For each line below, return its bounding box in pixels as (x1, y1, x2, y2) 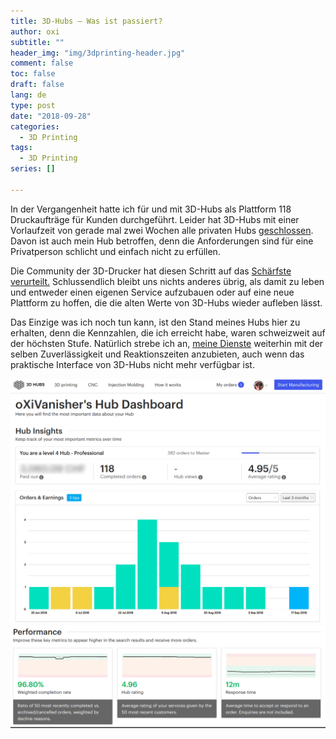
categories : (10, 121, 60, 132)
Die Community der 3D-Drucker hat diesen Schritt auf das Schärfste (10, 265, 292, 277)
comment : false (10, 58, 74, 69)
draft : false (10, 80, 65, 90)
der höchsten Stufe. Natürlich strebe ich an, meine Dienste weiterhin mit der (10, 337, 324, 349)
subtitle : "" (10, 37, 65, 47)
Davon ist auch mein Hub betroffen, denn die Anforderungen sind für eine (10, 235, 314, 247)
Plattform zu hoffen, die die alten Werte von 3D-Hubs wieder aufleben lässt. (10, 296, 323, 309)
